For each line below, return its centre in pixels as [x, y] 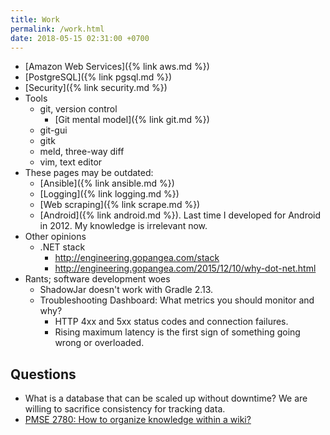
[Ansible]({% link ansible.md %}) [107, 183]
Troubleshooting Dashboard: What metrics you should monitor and [177, 300]
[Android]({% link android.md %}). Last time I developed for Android [180, 215]
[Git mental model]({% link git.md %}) [132, 120]
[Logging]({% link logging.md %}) [109, 194]
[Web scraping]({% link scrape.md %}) [120, 205]
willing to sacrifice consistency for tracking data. [125, 409]
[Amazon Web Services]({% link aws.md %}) [117, 67]
